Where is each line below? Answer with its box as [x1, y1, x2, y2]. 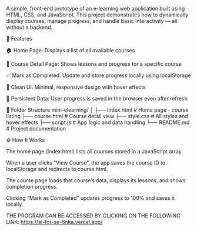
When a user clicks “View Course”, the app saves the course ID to [6, 159, 166, 166]
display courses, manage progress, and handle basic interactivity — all [6, 18, 178, 24]
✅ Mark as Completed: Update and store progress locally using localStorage [6, 72, 191, 79]
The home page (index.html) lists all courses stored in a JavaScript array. [6, 148, 183, 155]
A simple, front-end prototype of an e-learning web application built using [6, 5, 185, 12]
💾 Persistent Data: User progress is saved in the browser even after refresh [6, 95, 188, 102]
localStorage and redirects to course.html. [6, 166, 108, 172]
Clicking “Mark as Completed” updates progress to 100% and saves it [6, 195, 175, 202]
